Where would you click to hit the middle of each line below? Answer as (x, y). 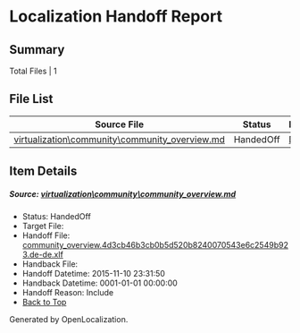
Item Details (43, 171)
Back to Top (44, 303)
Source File (120, 124)
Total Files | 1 (33, 71)
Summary (37, 50)
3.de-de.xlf (43, 255)
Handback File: (50, 264)
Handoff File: (46, 235)
